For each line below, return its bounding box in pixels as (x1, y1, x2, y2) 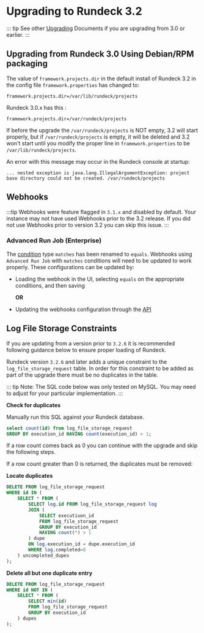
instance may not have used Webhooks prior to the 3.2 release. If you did (6, 215, 191, 222)
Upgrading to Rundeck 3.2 (6, 4, 142, 18)
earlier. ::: (6, 31, 31, 38)
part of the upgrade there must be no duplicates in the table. (6, 371, 159, 378)
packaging (6, 58, 48, 69)
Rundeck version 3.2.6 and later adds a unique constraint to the (6, 358, 167, 366)
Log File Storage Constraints (6, 323, 117, 334)
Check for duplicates (6, 401, 61, 409)
